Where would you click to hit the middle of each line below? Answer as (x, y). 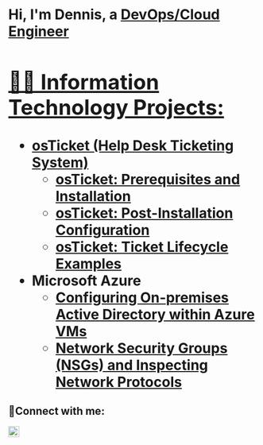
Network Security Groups (141, 348)
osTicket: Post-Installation (144, 213)
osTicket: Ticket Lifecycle (142, 247)
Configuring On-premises (142, 298)
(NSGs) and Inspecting (132, 365)
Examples (88, 263)
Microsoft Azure (86, 281)
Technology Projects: (116, 107)
